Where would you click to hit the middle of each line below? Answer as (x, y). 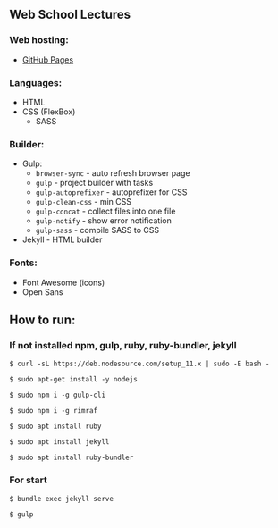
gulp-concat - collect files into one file (105, 211)
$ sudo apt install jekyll (59, 442)
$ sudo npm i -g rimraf (54, 411)
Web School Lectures (70, 15)
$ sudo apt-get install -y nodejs (74, 380)
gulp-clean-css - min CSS (84, 202)
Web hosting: (39, 40)
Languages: (36, 82)
